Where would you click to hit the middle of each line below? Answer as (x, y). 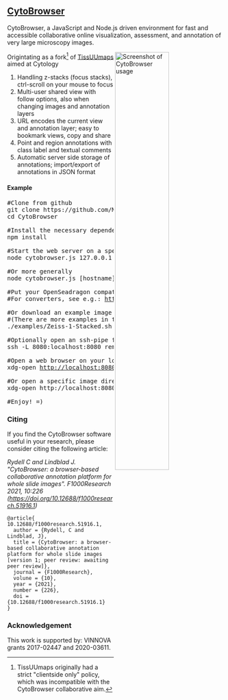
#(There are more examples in (58, 319)
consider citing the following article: (58, 448)
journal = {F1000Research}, (53, 572)
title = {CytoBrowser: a (49, 542)
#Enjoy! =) (25, 401)
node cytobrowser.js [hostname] (61, 278)
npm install (27, 237)
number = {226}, (36, 590)
